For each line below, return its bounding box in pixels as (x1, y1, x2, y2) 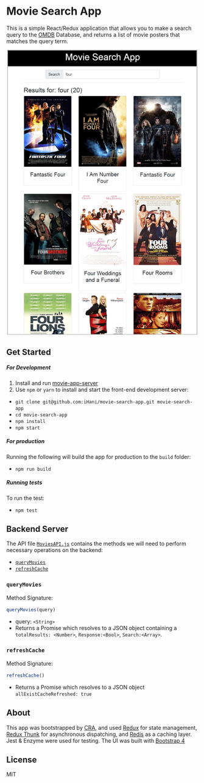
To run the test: (6, 494, 44, 502)
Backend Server (6, 524, 69, 534)
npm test (15, 507, 38, 513)
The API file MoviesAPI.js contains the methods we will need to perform (6, 540, 187, 548)
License (6, 754, 37, 765)
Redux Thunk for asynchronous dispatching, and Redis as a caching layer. (6, 730, 192, 738)
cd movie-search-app (15, 411, 68, 418)
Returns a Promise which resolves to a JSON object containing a (15, 624, 177, 631)
